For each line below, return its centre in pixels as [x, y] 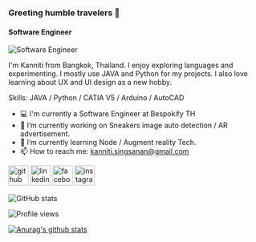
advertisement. [45, 134]
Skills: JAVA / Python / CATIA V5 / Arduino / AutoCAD [96, 98]
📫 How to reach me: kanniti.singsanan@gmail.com [104, 151]
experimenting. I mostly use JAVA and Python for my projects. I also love [128, 74]
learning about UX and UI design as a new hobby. [90, 83]
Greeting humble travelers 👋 [64, 13]
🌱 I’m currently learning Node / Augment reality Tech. [108, 143]
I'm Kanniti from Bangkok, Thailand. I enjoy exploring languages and [121, 65]
